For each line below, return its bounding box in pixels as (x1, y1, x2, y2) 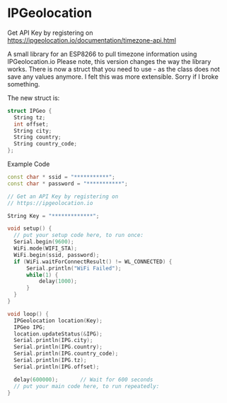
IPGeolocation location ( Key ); (13, 317, 103, 324)
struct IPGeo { (7, 107, 52, 114)
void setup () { (7, 225, 52, 232)
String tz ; (13, 114, 46, 121)
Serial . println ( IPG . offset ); (13, 363, 100, 370)
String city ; (13, 127, 52, 134)
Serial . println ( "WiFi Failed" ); (25, 265, 122, 272)
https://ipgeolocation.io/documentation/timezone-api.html (7, 35, 177, 44)
